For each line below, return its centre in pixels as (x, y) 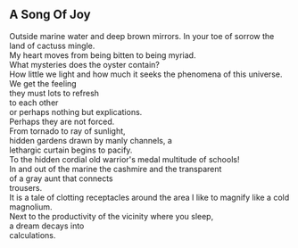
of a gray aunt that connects (61, 178)
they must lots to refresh (54, 93)
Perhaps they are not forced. (62, 121)
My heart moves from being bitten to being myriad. (103, 55)
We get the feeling (43, 83)
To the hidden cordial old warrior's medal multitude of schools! (124, 159)
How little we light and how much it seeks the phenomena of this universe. (146, 74)
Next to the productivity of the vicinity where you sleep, (112, 216)
